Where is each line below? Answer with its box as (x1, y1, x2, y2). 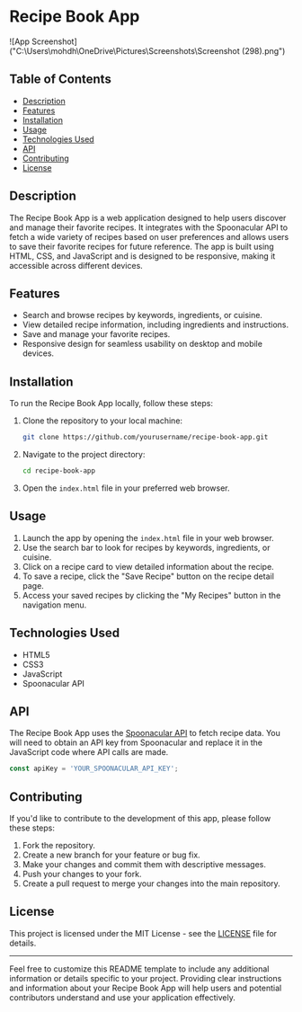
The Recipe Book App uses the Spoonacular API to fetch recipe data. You (9, 728, 281, 739)
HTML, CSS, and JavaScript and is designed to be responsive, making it (9, 250, 276, 262)
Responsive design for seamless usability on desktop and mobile (22, 339, 263, 350)
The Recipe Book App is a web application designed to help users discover (9, 212, 287, 223)
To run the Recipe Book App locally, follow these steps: (9, 398, 214, 409)
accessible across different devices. (9, 260, 144, 271)
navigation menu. (22, 599, 87, 610)
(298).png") (241, 45, 286, 56)
